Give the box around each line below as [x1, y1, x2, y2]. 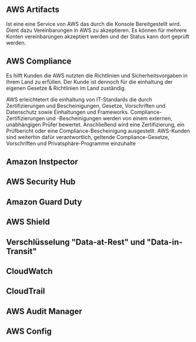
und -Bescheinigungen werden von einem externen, [46, 114, 172, 121]
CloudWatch [6, 266, 53, 276]
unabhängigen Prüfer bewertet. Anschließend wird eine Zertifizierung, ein [6, 121, 185, 128]
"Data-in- [147, 237, 183, 247]
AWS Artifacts [6, 5, 60, 15]
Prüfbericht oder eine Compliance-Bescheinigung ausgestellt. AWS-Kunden [6, 127, 190, 134]
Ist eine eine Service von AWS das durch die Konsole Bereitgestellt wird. [6, 20, 181, 27]
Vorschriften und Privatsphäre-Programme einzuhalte [6, 140, 137, 147]
